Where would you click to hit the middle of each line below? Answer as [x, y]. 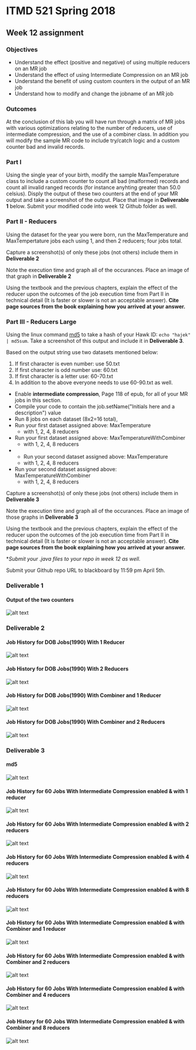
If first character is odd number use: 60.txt [66, 370]
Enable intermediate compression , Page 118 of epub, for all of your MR [101, 394]
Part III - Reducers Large [41, 322]
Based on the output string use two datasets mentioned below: [82, 352]
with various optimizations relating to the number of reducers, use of [89, 128]
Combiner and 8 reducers [38, 1028]
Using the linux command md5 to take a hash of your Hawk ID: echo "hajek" [98, 335]
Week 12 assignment [45, 33]
